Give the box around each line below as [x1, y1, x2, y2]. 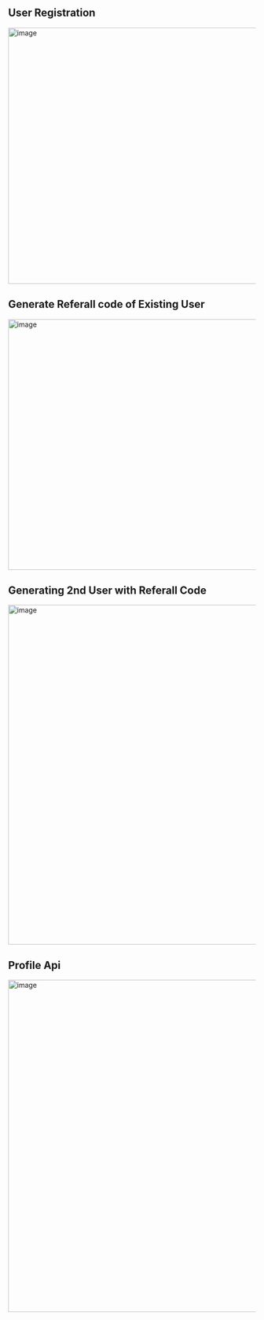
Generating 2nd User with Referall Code [8, 584, 207, 598]
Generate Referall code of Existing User [8, 298, 205, 311]
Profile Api [8, 958, 61, 972]
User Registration [8, 6, 96, 20]
